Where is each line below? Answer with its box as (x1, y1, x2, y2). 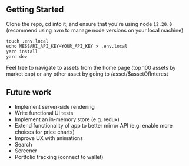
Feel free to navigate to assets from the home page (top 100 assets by (6, 64, 176, 71)
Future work (6, 87, 52, 97)
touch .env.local (6, 38, 49, 44)
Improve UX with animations (14, 134, 84, 141)
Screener (14, 147, 37, 154)
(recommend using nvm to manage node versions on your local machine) (6, 27, 184, 34)
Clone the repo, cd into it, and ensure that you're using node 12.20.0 (6, 20, 173, 27)
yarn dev (6, 53, 28, 60)
